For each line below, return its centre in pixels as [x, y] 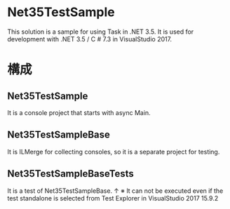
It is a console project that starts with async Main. [79, 112]
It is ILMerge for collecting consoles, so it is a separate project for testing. [114, 151]
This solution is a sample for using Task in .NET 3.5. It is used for [101, 32]
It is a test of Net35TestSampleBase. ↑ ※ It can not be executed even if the [115, 191]
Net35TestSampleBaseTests [71, 174]
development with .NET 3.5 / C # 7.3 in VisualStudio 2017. [90, 39]
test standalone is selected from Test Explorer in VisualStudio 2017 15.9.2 [113, 198]
